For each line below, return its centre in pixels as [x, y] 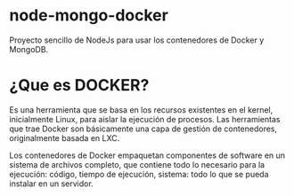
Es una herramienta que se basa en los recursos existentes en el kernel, [141, 110]
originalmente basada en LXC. [65, 137]
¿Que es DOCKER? [79, 86]
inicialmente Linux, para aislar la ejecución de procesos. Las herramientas [145, 119]
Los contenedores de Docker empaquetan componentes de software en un [147, 155]
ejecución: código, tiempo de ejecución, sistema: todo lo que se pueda [139, 174]
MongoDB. [29, 49]
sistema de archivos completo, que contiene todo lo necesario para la [137, 164]
